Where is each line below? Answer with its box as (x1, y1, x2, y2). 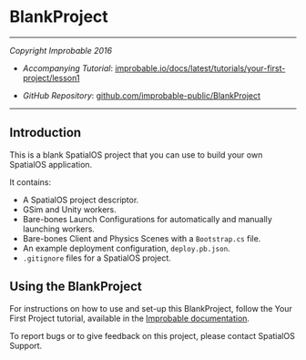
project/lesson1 (22, 72, 80, 83)
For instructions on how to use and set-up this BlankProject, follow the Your (9, 303, 293, 314)
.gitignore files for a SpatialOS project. (22, 252, 171, 263)
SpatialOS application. (9, 159, 93, 170)
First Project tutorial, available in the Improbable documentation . (9, 313, 250, 324)
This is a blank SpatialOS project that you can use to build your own (9, 149, 263, 160)
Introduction (9, 125, 82, 140)
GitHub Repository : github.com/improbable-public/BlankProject (22, 89, 261, 101)
